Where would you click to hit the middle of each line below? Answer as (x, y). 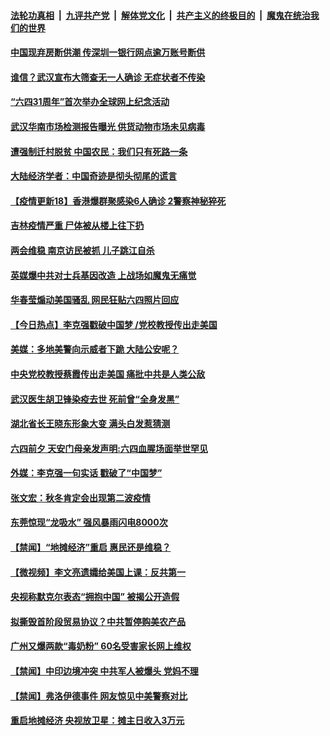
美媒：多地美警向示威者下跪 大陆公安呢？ (95, 349)
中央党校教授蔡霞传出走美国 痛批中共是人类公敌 (108, 374)
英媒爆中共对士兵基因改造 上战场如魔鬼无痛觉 (103, 275)
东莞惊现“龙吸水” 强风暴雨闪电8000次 (89, 522)
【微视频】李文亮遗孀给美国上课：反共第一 (98, 572)
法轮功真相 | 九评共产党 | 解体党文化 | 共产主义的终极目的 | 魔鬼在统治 (160, 15)
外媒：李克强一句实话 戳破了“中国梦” (86, 473)
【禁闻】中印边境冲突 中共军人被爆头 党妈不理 (104, 671)
